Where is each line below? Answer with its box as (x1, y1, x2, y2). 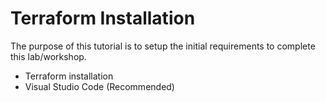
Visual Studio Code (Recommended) (24, 80, 175, 92)
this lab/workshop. (10, 50, 87, 62)
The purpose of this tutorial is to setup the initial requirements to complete (10, 40, 316, 52)
